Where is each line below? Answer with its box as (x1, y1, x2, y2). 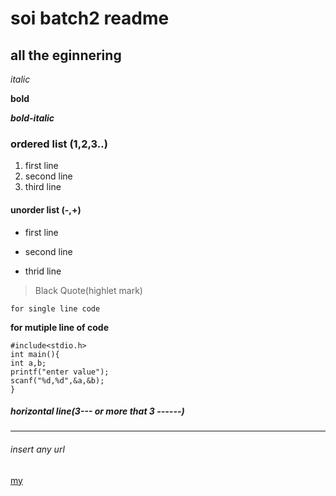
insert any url (10, 443, 65, 456)
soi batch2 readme (10, 7, 170, 30)
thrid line (24, 265, 62, 277)
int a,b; (10, 358, 47, 368)
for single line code (10, 303, 101, 314)
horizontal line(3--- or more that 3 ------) (10, 405, 185, 417)
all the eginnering (10, 47, 122, 64)
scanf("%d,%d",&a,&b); (10, 375, 105, 386)
